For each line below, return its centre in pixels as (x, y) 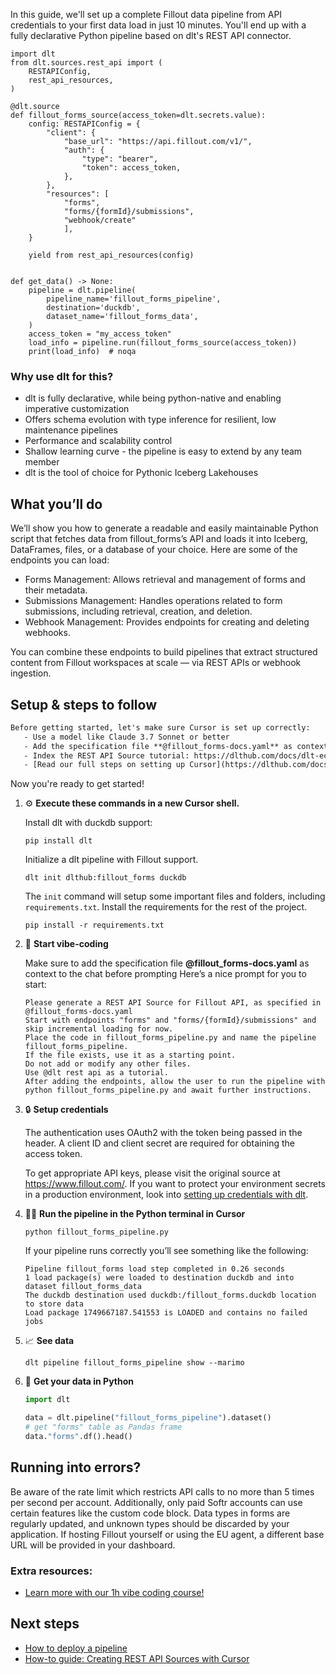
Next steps (45, 1624)
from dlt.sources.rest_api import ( (86, 63)
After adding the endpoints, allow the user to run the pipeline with (175, 1082)
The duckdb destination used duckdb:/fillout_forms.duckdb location (170, 1295)
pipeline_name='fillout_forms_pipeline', (134, 299)
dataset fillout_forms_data (83, 1287)
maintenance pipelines (71, 430)
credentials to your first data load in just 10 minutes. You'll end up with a (158, 25)
